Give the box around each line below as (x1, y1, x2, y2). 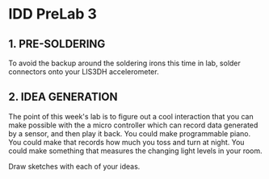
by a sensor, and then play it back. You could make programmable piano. (8, 128, 251, 138)
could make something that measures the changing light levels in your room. (8, 146, 263, 156)
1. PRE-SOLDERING (8, 37, 106, 51)
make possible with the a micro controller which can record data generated (8, 120, 258, 130)
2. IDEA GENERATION (8, 90, 119, 104)
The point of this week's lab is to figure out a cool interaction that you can (8, 111, 254, 121)
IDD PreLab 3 (8, 5, 97, 23)
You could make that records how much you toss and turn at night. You (8, 137, 245, 147)
